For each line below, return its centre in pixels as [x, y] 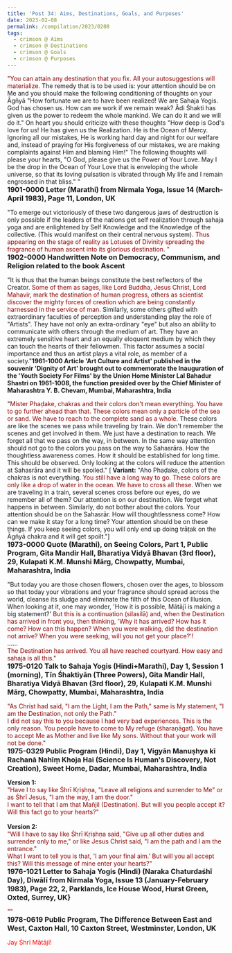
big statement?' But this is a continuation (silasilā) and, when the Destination [116, 613]
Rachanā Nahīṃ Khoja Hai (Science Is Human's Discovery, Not [112, 760]
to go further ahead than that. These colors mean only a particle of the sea [114, 411]
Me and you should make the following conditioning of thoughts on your [110, 93]
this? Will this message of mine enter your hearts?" [80, 863]
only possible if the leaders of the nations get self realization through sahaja [115, 220]
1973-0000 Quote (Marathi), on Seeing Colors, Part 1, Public [108, 544]
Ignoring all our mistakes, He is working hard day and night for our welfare [113, 137]
